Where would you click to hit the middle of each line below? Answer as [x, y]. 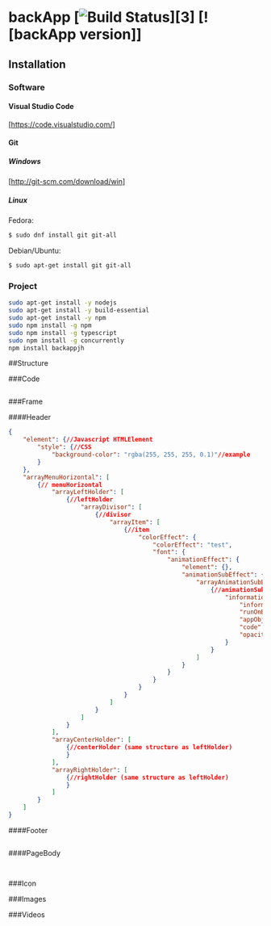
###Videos [27, 914]
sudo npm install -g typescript [63, 333]
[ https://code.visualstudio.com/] [62, 124]
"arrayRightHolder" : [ [90, 770]
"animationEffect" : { [204, 560]
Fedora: [21, 220]
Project [23, 286]
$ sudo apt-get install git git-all [70, 266]
